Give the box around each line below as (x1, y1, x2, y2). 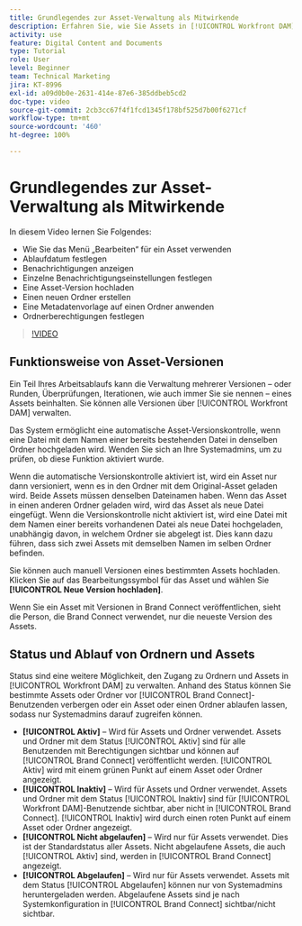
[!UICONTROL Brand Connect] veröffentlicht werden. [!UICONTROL (22, 755, 272, 766)
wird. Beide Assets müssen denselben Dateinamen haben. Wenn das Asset (9, 490, 288, 500)
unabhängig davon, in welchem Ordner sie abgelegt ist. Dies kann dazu (9, 528, 273, 539)
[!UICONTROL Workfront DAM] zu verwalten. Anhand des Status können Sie (9, 680, 292, 691)
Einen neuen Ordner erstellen (22, 291, 131, 302)
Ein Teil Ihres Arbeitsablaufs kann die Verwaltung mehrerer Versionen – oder (9, 378, 292, 389)
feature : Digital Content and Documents (9, 38, 164, 48)
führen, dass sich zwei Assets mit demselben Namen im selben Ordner (9, 537, 271, 548)
